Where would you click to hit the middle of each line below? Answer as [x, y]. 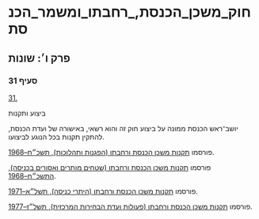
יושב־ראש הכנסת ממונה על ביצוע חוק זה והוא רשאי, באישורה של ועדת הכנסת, [124, 128]
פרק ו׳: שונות [40, 58]
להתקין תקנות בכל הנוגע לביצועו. [56, 137]
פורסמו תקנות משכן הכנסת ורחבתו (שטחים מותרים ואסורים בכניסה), [110, 167]
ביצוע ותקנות [27, 113]
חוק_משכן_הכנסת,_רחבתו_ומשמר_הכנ [130, 12]
